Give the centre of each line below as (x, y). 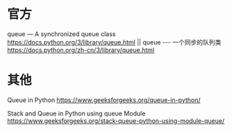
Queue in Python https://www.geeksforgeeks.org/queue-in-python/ (104, 100)
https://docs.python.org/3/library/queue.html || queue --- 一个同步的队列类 (114, 42)
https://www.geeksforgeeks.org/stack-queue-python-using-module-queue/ (116, 121)
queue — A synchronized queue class (61, 34)
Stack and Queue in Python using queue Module (76, 113)
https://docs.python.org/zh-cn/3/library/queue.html (81, 50)
